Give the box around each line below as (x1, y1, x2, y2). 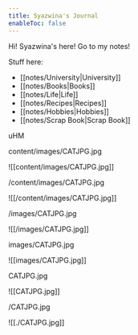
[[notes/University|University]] (19, 72, 121, 82)
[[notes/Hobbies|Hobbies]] (19, 106, 110, 116)
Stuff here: (8, 57, 44, 67)
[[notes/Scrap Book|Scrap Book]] (19, 115, 131, 125)
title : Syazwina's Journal (8, 11, 99, 20)
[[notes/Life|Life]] (19, 89, 79, 99)
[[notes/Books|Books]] (19, 81, 95, 91)
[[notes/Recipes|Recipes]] (19, 98, 107, 108)
